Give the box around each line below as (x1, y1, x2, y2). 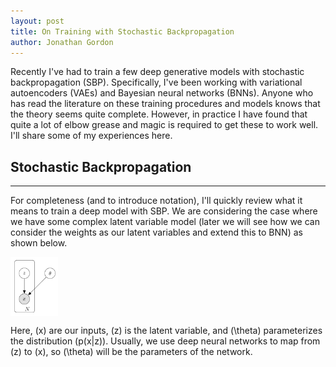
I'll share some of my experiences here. (10, 130, 173, 142)
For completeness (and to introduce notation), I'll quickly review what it (10, 195, 303, 207)
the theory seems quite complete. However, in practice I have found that (10, 108, 308, 120)
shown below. (10, 237, 68, 249)
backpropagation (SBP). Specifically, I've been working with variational (10, 76, 303, 89)
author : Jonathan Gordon (10, 37, 114, 47)
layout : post (10, 16, 65, 26)
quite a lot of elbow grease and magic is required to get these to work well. (10, 119, 319, 131)
